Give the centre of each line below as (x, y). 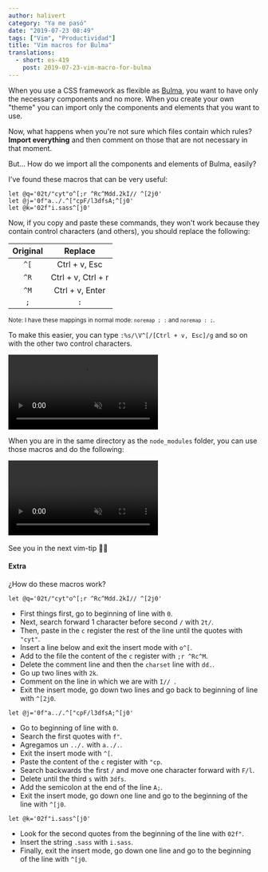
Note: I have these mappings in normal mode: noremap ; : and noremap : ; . (112, 320)
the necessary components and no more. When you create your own (121, 99)
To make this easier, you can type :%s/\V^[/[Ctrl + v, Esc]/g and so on (128, 335)
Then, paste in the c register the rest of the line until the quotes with (131, 630)
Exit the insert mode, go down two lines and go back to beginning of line (139, 690)
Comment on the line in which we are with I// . (98, 681)
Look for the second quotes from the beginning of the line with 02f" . (132, 833)
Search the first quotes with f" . (71, 736)
